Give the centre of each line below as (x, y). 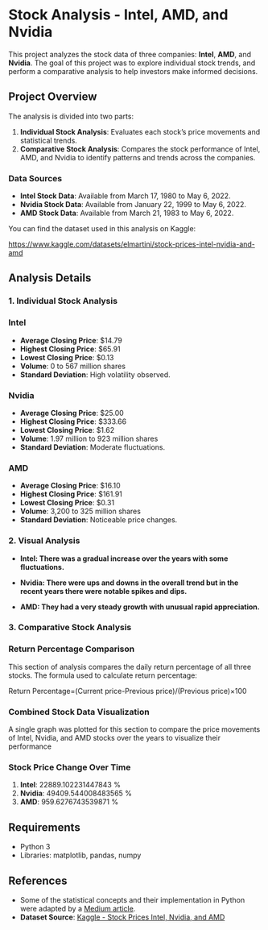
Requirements (44, 827)
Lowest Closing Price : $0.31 (67, 503)
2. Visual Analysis (44, 541)
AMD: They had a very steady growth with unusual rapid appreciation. (140, 607)
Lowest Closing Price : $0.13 (67, 357)
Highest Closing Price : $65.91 (70, 349)
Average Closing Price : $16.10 (70, 486)
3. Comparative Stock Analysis (70, 628)
